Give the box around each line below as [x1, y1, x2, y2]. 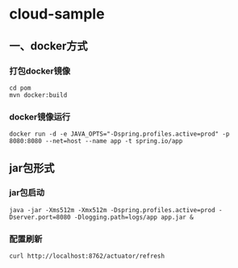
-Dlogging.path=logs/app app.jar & [73, 213, 194, 221]
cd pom [9, 84, 31, 92]
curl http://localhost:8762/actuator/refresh [9, 252, 165, 261]
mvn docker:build [9, 90, 68, 99]
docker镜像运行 [9, 111, 71, 122]
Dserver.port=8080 [9, 213, 71, 221]
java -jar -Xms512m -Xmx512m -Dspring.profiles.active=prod [9, 206, 216, 214]
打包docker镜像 [9, 65, 71, 77]
